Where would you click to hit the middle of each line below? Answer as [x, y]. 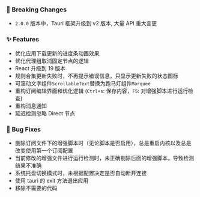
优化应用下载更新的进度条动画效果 [57, 53]
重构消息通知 [31, 106]
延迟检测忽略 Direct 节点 [45, 113]
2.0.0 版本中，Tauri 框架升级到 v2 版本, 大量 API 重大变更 [86, 23]
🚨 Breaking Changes [37, 10]
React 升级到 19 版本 [40, 68]
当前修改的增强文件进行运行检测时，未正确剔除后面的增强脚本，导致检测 [104, 158]
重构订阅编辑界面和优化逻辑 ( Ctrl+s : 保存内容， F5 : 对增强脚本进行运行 [102, 91]
